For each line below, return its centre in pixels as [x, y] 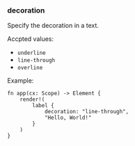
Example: [21, 81]
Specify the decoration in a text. [53, 26]
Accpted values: [31, 39]
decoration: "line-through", [87, 112]
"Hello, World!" [68, 118]
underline [32, 53]
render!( [32, 99]
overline [30, 68]
